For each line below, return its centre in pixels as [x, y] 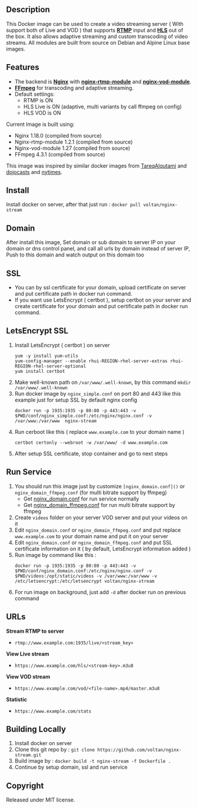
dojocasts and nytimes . [34, 172]
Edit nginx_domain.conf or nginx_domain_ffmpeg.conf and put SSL [93, 542]
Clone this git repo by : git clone [55, 750]
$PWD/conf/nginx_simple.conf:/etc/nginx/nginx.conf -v [83, 416]
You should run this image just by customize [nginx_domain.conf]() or [100, 486]
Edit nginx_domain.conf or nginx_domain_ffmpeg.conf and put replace [98, 530]
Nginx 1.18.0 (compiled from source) [58, 135]
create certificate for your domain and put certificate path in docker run [101, 306]
